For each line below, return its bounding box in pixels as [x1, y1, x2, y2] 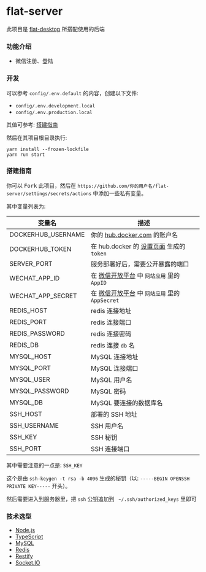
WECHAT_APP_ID [9, 274, 60, 282]
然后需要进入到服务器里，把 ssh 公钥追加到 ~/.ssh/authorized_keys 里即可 [6, 495, 197, 503]
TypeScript [15, 533, 44, 541]
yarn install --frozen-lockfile [6, 146, 89, 152]
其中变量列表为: [6, 203, 46, 210]
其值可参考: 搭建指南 [6, 121, 58, 128]
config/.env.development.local [15, 102, 96, 109]
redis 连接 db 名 [91, 341, 135, 349]
